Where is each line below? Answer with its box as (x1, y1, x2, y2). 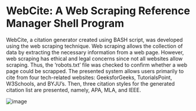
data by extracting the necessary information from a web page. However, (6, 48, 184, 56)
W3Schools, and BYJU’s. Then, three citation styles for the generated (6, 80, 175, 87)
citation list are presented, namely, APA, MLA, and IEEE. (6, 86, 142, 93)
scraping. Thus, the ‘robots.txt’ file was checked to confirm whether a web (6, 61, 188, 68)
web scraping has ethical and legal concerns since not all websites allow (6, 55, 183, 62)
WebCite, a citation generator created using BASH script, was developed (6, 36, 183, 43)
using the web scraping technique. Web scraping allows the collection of (6, 43, 183, 50)
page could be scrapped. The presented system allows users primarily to (6, 67, 184, 74)
